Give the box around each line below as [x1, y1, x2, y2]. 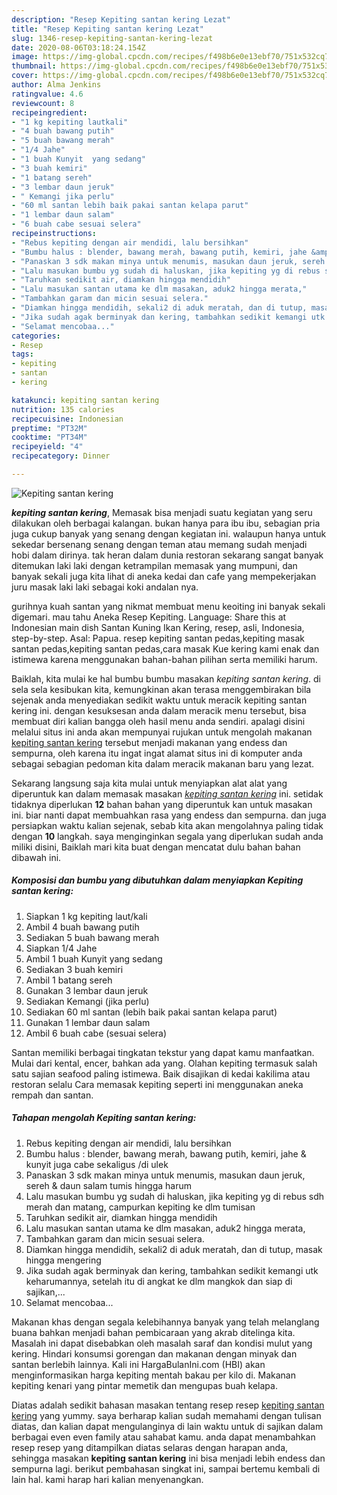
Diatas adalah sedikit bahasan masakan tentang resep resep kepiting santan [11, 1399, 325, 1411]
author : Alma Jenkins [11, 80, 102, 90]
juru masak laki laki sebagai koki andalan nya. [11, 581, 199, 593]
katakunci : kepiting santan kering [11, 395, 160, 405]
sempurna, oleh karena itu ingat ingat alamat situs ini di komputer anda [11, 747, 303, 759]
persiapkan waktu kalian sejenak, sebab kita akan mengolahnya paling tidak [11, 819, 324, 831]
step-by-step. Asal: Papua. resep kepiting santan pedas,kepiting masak [11, 632, 306, 644]
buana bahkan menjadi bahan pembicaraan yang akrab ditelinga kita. [11, 1326, 296, 1338]
